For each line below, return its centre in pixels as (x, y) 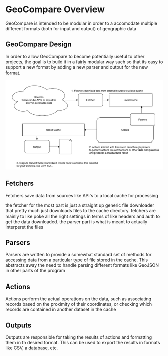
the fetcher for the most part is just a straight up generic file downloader (80, 205)
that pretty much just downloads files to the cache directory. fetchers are (81, 210)
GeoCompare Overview (55, 9)
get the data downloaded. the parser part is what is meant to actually (76, 221)
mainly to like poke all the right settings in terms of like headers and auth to (83, 216)
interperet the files (24, 227)
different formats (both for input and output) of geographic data (71, 28)
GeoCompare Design (38, 45)
